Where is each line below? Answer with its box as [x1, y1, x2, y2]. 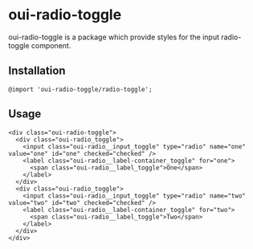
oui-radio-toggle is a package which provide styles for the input [8, 32, 219, 42]
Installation [8, 64, 66, 78]
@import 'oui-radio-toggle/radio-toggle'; [8, 85, 153, 93]
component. [31, 40, 71, 50]
